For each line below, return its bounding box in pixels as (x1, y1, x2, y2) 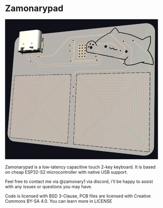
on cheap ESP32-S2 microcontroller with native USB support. (5, 169, 128, 175)
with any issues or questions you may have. (5, 183, 92, 189)
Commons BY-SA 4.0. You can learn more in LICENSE (5, 198, 113, 204)
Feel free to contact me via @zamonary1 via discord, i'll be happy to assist (5, 178, 153, 184)
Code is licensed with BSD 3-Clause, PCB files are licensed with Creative (5, 193, 151, 199)
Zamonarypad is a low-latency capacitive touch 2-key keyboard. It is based (5, 164, 156, 170)
